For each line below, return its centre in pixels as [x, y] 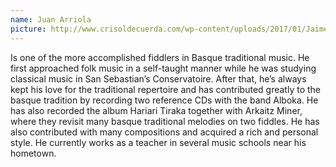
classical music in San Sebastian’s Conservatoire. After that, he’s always [158, 78]
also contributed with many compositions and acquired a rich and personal [164, 132]
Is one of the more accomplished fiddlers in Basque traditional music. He [160, 57]
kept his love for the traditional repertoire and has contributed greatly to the [165, 89]
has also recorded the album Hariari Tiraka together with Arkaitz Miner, [156, 110]
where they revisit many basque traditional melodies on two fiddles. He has [165, 121]
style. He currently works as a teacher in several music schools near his [158, 142]
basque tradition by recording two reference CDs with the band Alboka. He [164, 100]
